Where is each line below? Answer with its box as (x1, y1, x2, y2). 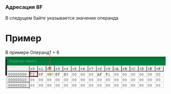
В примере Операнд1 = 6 (5, 50, 60, 56)
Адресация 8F (5, 4, 43, 11)
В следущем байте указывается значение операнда (5, 15, 119, 21)
